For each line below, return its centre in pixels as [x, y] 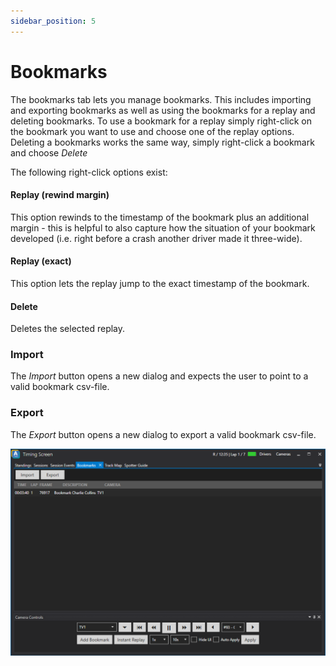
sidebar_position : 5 [53, 21]
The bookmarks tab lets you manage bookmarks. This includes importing [161, 99]
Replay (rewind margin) [60, 195]
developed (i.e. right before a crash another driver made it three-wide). [156, 238]
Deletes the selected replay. [68, 329]
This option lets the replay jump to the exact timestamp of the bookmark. [160, 283]
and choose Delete [49, 152]
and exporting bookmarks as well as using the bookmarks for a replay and [163, 110]
